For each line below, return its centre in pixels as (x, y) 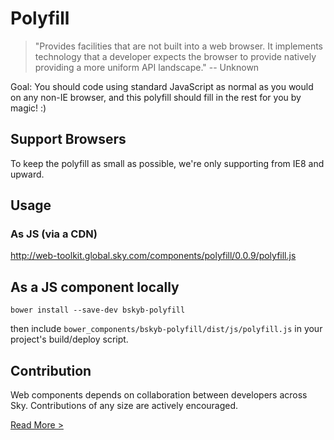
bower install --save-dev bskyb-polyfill (98, 310)
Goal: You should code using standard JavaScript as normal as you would (162, 86)
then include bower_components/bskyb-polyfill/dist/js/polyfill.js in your (166, 329)
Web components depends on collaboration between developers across (159, 395)
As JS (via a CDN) (54, 234)
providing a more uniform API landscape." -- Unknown (147, 67)
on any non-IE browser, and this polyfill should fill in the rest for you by (156, 97)
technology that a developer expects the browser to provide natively (175, 56)
